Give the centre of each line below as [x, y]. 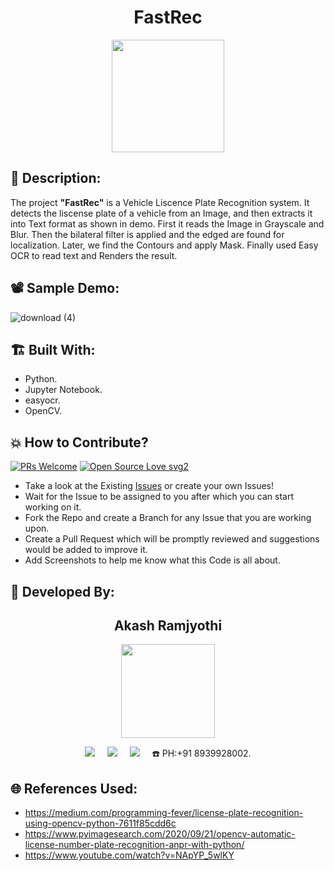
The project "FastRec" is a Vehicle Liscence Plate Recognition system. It [160, 202]
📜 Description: [56, 178]
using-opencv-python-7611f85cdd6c [100, 823]
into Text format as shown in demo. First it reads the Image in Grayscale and [167, 223]
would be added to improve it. [86, 550]
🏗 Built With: [53, 349]
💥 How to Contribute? [79, 442]
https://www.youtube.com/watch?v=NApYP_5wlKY [129, 855]
